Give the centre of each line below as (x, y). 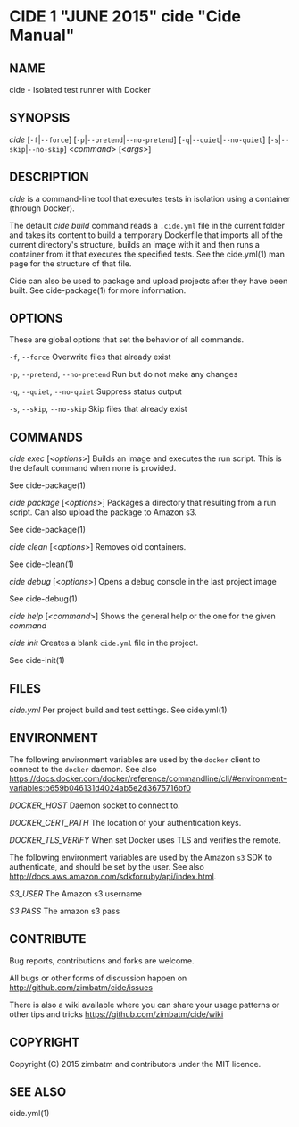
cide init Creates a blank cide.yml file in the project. (104, 643)
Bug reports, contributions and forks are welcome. (102, 960)
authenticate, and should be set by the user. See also (107, 866)
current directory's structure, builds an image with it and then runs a (135, 244)
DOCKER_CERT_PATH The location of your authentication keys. (125, 822)
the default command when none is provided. (93, 468)
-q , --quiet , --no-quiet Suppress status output (96, 391)
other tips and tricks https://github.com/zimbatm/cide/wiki (116, 1014)
